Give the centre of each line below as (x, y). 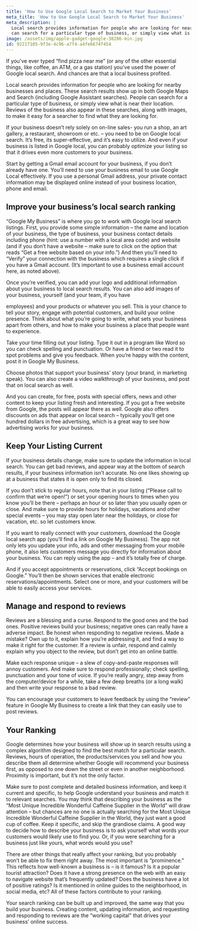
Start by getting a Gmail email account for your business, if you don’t (89, 163)
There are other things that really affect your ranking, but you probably (91, 854)
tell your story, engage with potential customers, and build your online (90, 312)
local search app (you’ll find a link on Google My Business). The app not (93, 539)
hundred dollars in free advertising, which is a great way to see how (88, 421)
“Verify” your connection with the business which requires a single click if (95, 258)
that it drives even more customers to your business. (69, 152)
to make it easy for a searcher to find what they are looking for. (82, 116)
